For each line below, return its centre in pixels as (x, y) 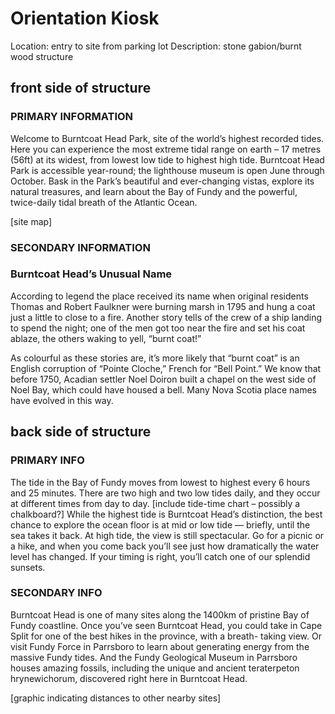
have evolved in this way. (62, 400)
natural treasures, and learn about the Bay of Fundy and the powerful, (154, 191)
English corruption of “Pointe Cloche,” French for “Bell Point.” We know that (166, 368)
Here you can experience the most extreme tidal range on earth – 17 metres (166, 149)
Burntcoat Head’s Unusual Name (91, 274)
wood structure (42, 56)
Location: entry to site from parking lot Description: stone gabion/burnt (156, 46)
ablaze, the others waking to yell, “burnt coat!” (106, 338)
